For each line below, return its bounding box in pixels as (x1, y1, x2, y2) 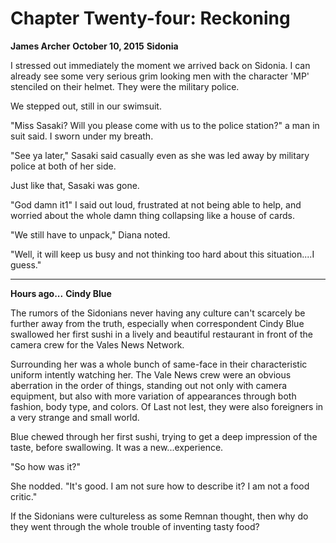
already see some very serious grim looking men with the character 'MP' (10, 70, 310, 82)
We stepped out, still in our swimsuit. (10, 100, 162, 112)
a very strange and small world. (10, 411, 140, 423)
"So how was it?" (10, 460, 81, 472)
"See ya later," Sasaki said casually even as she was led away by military (10, 149, 310, 161)
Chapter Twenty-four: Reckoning (10, 7, 291, 30)
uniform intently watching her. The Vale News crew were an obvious (10, 368, 292, 381)
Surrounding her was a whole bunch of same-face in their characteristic (10, 358, 308, 370)
